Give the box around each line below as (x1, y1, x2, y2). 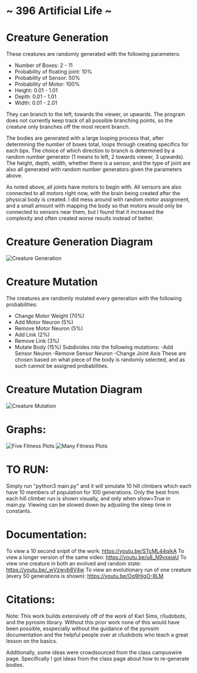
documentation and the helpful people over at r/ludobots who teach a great (6, 631, 188, 638)
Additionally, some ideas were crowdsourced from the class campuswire (6, 648, 182, 656)
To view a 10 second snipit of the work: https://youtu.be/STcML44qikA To (6, 547, 185, 554)
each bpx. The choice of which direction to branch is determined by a (6, 147, 175, 154)
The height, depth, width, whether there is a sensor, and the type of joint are (6, 160, 191, 167)
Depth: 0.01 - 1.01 (14, 93, 57, 101)
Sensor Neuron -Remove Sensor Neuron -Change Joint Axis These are (14, 350, 186, 357)
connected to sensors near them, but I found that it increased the (6, 209, 164, 216)
